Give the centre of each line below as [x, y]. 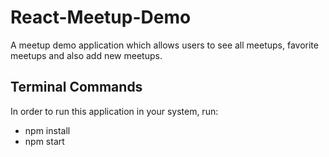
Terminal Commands [76, 87]
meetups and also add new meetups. [86, 55]
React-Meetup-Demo [101, 17]
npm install [47, 130]
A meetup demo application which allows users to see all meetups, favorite [164, 45]
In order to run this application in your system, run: [114, 111]
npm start [44, 141]
